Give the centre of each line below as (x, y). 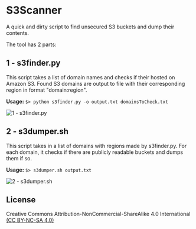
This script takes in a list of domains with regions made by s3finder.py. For (97, 146)
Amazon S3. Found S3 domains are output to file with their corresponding (96, 83)
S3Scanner (34, 10)
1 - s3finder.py (33, 63)
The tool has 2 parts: (31, 44)
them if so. (19, 158)
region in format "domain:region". (47, 90)
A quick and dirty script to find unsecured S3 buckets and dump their (90, 27)
